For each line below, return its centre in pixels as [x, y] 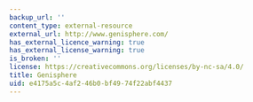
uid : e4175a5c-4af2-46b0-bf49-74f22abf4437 [91, 83]
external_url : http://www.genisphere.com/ [89, 34]
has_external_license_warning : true [77, 51]
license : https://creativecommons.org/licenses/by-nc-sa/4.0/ [126, 67]
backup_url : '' [37, 17]
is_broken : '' [36, 59]
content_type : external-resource [71, 26]
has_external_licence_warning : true [77, 42]
